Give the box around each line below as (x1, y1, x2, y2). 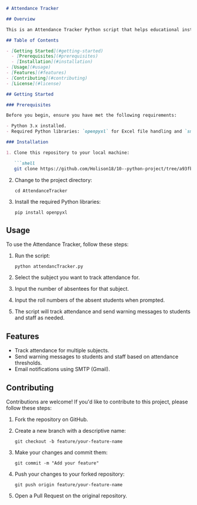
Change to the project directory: (14, 176, 93, 183)
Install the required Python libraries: (14, 198, 101, 205)
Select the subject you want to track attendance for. (14, 274, 140, 281)
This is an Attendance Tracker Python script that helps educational (6, 26, 180, 32)
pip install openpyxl (14, 209, 67, 216)
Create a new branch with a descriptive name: (14, 427, 126, 434)
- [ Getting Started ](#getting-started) (6, 48, 104, 54)
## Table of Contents (6, 37, 59, 43)
